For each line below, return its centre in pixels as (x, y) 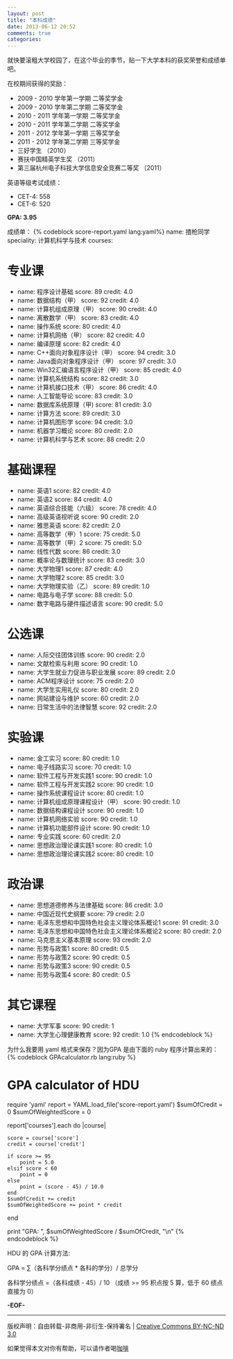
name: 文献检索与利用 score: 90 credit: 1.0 (77, 663)
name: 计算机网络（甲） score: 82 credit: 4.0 (81, 335)
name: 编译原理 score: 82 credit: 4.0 (69, 344)
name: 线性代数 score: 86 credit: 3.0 (69, 551)
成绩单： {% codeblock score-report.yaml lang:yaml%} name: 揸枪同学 (109, 232)
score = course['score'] (43, 1138)
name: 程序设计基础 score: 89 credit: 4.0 (75, 292)
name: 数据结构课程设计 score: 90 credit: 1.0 (80, 810)
